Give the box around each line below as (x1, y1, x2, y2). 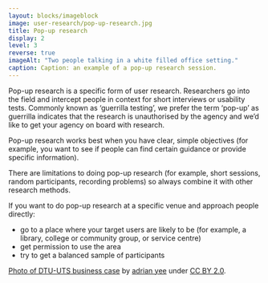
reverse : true (8, 49, 56, 57)
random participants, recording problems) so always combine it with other (8, 176, 254, 186)
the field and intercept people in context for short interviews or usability (8, 94, 246, 104)
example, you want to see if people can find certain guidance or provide (8, 144, 246, 153)
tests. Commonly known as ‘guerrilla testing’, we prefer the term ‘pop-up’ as (8, 103, 259, 112)
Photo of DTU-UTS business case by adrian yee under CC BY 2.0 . (8, 265, 226, 275)
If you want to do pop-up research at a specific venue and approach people (8, 200, 259, 210)
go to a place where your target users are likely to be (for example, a (19, 224, 247, 234)
